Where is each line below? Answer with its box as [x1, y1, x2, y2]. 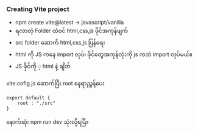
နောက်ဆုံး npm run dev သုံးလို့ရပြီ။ [6, 118, 89, 126]
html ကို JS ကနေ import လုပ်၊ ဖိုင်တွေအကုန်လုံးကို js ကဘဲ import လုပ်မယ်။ [15, 51, 193, 58]
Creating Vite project [6, 5, 70, 13]
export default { [6, 95, 51, 101]
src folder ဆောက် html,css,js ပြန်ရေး [15, 39, 105, 46]
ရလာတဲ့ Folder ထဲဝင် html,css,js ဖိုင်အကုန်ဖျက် [15, 27, 128, 35]
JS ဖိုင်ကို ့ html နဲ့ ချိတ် [15, 63, 71, 70]
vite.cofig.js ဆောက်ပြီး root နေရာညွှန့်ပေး [6, 80, 105, 87]
